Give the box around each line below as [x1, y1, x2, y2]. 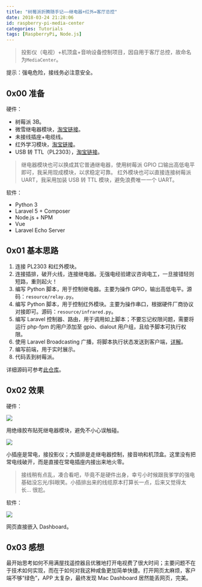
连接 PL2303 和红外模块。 [14, 263, 80, 270]
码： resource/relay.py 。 [14, 293, 77, 300]
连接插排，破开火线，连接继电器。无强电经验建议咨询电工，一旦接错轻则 [14, 270, 194, 277]
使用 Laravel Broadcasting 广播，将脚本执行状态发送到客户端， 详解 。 [14, 338, 186, 345]
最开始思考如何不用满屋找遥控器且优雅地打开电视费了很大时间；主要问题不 [6, 559, 191, 567]
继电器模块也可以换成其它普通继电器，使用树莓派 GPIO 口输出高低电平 [20, 161, 195, 168]
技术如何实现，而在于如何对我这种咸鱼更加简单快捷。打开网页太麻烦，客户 [11, 567, 196, 574]
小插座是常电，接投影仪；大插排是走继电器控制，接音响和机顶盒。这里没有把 [6, 450, 196, 458]
